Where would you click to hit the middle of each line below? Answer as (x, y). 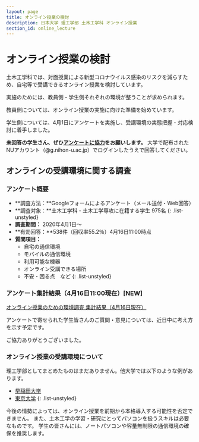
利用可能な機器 (42, 261)
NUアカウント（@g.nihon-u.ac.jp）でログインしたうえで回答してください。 (99, 150)
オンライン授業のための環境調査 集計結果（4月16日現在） (76, 308)
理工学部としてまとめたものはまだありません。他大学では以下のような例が (97, 371)
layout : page (22, 12)
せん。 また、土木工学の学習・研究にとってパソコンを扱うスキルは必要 (103, 419)
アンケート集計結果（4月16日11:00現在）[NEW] (74, 293)
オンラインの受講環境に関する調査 (69, 170)
